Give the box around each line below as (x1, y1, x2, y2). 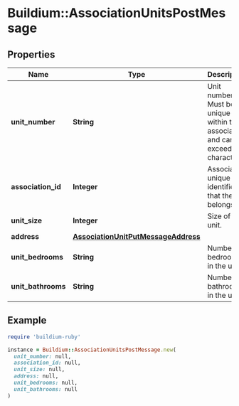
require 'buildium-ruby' (7, 333, 81, 341)
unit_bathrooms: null (14, 385, 78, 392)
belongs (207, 200, 235, 209)
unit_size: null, (14, 366, 65, 373)
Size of (207, 211, 231, 221)
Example (7, 314, 47, 326)
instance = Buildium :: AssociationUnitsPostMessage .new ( (7, 346, 176, 353)
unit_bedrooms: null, (14, 379, 78, 387)
